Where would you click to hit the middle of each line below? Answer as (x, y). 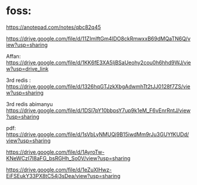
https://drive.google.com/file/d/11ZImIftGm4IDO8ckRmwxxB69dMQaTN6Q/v (98, 38)
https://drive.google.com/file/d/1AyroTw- (55, 152)
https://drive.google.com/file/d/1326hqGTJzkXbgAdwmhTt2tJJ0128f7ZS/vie (98, 86)
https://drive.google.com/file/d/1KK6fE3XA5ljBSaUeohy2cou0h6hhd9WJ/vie (98, 62)
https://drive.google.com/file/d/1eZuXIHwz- (59, 170)
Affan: (14, 56)
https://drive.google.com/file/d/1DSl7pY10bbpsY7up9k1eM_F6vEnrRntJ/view (98, 110)
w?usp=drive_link (27, 68)
